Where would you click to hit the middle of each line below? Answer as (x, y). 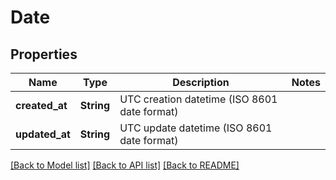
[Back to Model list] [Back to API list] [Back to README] (125, 165)
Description (201, 82)
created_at (41, 105)
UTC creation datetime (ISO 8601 (198, 99)
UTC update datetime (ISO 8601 (196, 128)
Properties (44, 54)
